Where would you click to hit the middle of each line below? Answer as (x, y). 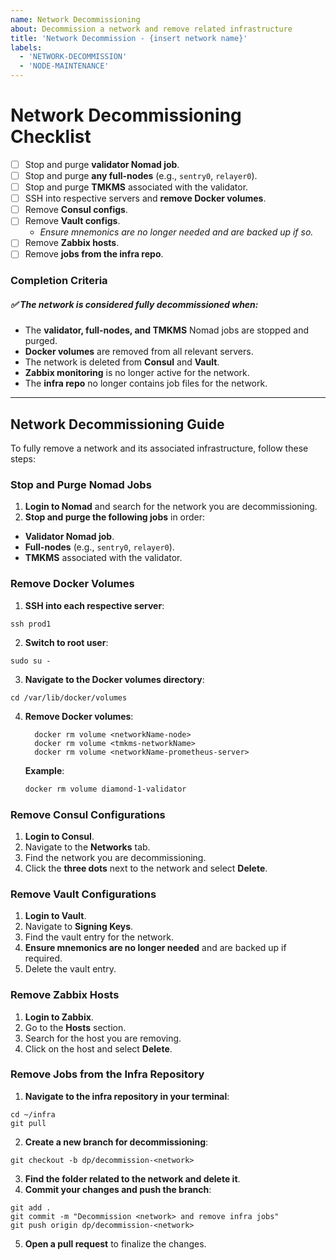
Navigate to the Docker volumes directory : (114, 679)
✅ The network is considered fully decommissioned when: (134, 304)
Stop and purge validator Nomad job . (102, 164)
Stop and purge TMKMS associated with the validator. (136, 187)
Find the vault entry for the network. (99, 937)
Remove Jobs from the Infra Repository (107, 1074)
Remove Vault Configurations (83, 894)
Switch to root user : (66, 642)
